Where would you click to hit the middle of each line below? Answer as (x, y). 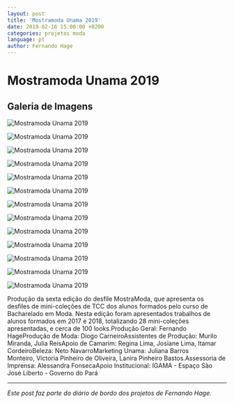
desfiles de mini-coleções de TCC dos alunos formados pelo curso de (108, 306)
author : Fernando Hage (40, 46)
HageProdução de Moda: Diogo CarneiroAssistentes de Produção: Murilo (112, 336)
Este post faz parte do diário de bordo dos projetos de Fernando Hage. (110, 393)
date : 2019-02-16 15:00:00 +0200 (56, 27)
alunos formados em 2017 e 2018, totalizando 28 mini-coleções (98, 321)
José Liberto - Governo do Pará (53, 373)
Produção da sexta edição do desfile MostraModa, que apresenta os (106, 299)
